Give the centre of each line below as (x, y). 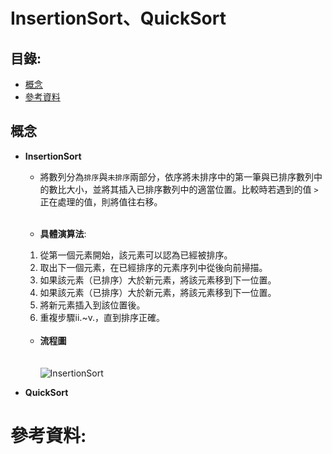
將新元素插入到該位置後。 (92, 305)
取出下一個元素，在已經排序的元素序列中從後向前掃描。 (153, 267)
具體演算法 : (63, 233)
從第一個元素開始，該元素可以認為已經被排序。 (136, 255)
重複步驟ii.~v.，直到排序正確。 (102, 317)
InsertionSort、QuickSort (118, 18)
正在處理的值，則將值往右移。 (101, 201)
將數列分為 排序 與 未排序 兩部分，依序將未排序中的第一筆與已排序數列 (177, 176)
